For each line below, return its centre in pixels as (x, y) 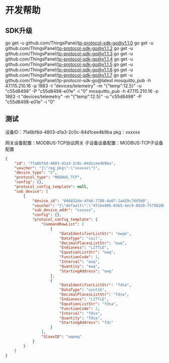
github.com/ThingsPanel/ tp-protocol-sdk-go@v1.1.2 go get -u (69, 48)
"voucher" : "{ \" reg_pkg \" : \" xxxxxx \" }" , (57, 168)
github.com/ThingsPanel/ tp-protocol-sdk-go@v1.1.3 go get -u (69, 54)
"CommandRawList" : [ (63, 224)
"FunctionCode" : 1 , (79, 257)
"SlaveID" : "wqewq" (61, 337)
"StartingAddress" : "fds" (86, 323)
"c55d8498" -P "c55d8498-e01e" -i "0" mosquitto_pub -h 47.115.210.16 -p (82, 91)
